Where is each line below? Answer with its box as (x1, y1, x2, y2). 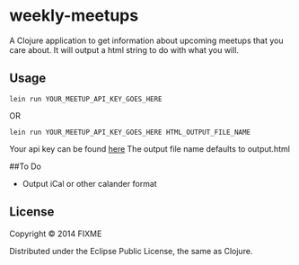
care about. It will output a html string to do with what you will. (9, 44, 240, 55)
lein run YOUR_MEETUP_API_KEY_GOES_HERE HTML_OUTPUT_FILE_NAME (9, 128, 251, 137)
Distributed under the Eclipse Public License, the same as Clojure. (9, 245, 253, 256)
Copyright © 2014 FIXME (9, 228, 102, 239)
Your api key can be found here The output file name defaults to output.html (9, 143, 290, 154)
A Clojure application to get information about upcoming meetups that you (9, 35, 284, 46)
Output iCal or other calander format (22, 178, 157, 189)
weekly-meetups (9, 5, 139, 26)
